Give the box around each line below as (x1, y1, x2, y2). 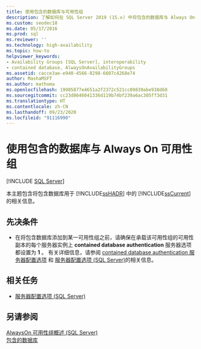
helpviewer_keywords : (6, 53, 61, 59)
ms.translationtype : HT (6, 98, 66, 104)
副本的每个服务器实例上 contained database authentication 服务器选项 (14, 241, 192, 248)
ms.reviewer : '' (6, 37, 47, 43)
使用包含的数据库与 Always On (6, 142, 158, 156)
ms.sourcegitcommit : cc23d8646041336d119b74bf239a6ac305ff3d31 (6, 92, 168, 98)
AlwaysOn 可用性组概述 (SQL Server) (6, 329, 98, 336)
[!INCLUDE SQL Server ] (6, 177, 65, 185)
